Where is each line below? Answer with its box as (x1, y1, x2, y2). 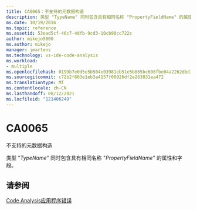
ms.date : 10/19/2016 (6, 19, 57, 25)
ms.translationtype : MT (6, 80, 64, 86)
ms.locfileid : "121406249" (6, 96, 72, 102)
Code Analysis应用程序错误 (6, 197, 72, 204)
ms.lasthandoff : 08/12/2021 (6, 91, 75, 96)
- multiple (6, 63, 33, 69)
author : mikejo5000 (6, 36, 54, 42)
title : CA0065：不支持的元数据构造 (6, 8, 84, 15)
